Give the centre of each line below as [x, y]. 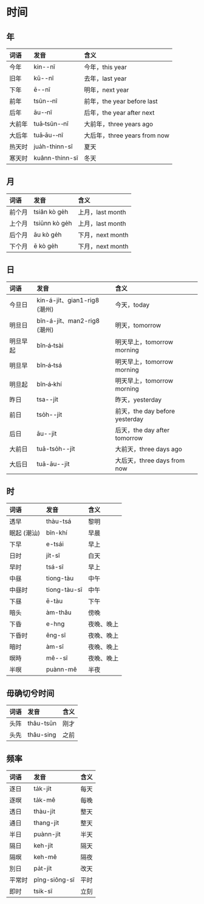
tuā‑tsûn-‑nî [51, 124]
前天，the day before [145, 411]
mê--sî [57, 658]
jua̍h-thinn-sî [53, 146]
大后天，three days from [150, 461]
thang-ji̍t [46, 823]
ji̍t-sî [53, 555]
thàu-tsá [59, 521]
